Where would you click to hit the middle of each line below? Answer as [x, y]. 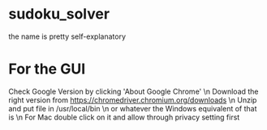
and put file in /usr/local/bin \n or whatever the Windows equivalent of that [133, 108]
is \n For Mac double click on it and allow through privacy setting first [124, 117]
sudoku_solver [59, 14]
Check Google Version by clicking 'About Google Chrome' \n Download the [133, 91]
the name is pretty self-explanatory [67, 36]
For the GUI [47, 69]
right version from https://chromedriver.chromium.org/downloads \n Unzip [133, 100]
